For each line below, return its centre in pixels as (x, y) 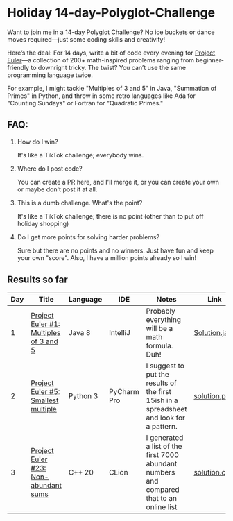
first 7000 (162, 454)
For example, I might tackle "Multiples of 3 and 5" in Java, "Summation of (112, 88)
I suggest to (165, 366)
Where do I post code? (50, 169)
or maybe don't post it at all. (57, 189)
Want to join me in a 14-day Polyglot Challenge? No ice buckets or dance (111, 32)
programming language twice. (50, 75)
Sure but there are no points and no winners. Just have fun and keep (115, 250)
